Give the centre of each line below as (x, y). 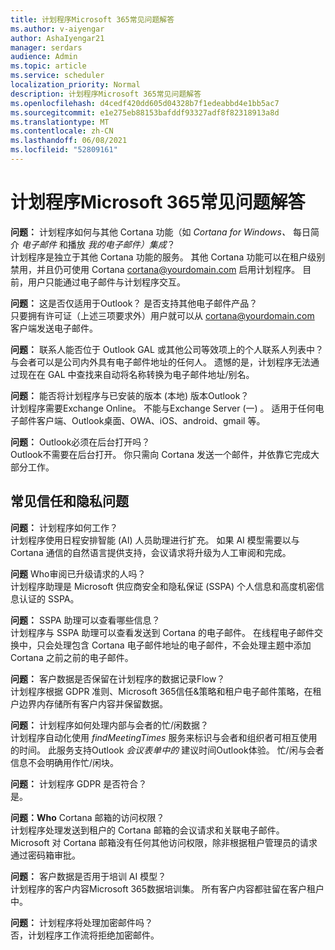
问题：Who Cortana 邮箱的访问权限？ (87, 817)
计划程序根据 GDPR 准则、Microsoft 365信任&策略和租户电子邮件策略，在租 (166, 691)
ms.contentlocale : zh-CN (62, 131)
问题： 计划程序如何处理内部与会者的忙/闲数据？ (109, 725)
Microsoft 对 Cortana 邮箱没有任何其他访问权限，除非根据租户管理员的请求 (164, 842)
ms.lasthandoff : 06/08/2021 (69, 141)
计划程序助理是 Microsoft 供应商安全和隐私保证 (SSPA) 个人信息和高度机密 (163, 586)
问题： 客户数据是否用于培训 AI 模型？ (88, 876)
